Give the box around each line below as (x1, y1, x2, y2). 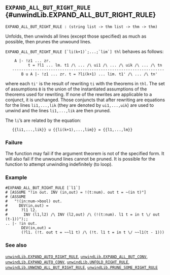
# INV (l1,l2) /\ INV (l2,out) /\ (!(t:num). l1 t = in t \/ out (5, 212, 160, 218)
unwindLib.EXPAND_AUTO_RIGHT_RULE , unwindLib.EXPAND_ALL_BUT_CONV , (5, 253, 148, 259)
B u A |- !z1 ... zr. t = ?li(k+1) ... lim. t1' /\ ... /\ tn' (21, 71, 158, 77)
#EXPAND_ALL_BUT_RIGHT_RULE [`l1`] (5, 186, 81, 191)
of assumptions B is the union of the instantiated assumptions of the (5, 86, 147, 92)
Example (5, 174, 27, 181)
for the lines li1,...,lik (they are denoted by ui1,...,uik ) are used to (5, 102, 154, 108)
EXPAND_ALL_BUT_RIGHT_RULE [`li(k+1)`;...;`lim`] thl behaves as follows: (5, 48, 164, 54)
